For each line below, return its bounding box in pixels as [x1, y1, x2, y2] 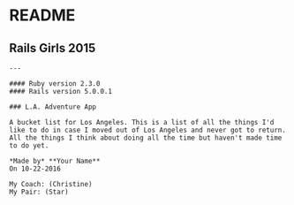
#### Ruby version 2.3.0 [9, 80, 101, 88]
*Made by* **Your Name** [9, 156, 101, 165]
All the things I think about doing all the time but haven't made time [9, 133, 283, 142]
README [9, 5, 76, 26]
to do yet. [9, 141, 49, 150]
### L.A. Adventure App [9, 102, 97, 111]
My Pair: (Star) [9, 187, 69, 196]
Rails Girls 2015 [9, 41, 96, 56]
